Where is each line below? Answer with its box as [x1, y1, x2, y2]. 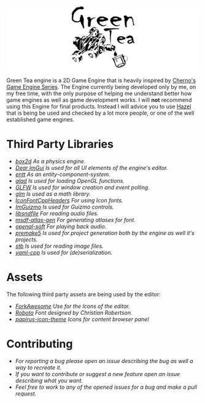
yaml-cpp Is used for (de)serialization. [15, 248, 112, 256]
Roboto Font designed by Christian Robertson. [15, 309, 133, 316]
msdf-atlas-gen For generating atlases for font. [15, 216, 136, 223]
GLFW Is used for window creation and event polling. [15, 183, 150, 191]
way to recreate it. [15, 364, 62, 371]
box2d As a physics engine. [15, 157, 86, 165]
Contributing [6, 337, 73, 351]
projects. [15, 236, 38, 243]
